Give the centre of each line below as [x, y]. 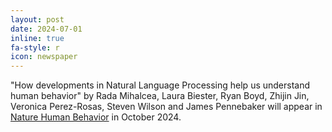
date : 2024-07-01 [46, 29]
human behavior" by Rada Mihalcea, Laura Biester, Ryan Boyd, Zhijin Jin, [160, 96]
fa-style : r [35, 47]
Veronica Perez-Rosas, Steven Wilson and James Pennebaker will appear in [166, 107]
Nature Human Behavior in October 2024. [96, 117]
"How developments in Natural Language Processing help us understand [160, 85]
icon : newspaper [44, 57]
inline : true [37, 38]
